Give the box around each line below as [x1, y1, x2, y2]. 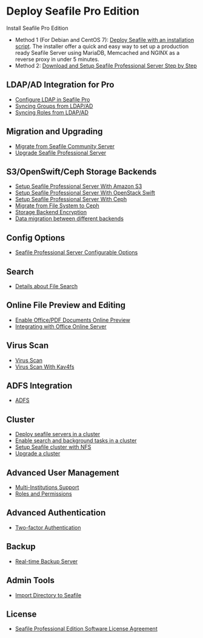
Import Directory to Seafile [15, 591, 82, 598]
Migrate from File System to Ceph [15, 202, 100, 209]
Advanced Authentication [6, 508, 106, 518]
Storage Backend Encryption [15, 209, 87, 216]
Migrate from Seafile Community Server [15, 142, 115, 150]
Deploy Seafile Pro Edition [6, 4, 140, 18]
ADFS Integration [6, 381, 73, 391]
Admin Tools [6, 575, 55, 586]
